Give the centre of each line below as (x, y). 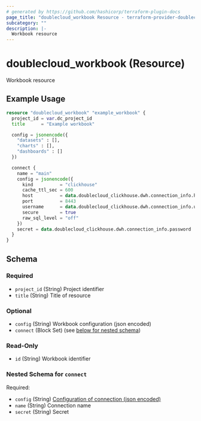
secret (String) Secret (42, 411)
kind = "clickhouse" (60, 184)
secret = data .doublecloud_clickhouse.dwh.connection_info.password (104, 229)
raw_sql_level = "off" (50, 218)
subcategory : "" (26, 23)
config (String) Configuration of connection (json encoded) (88, 399)
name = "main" (34, 173)
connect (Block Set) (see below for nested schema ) (78, 331)
